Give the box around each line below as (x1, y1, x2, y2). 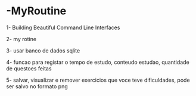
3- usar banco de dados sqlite (6, 47, 80, 54)
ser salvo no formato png (6, 82, 68, 90)
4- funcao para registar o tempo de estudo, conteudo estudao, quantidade (6, 58, 189, 66)
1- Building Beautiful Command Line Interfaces (6, 24, 120, 31)
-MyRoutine (6, 4, 67, 18)
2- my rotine (6, 35, 37, 42)
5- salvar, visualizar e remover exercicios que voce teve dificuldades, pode (6, 76, 190, 83)
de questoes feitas (6, 64, 52, 72)
